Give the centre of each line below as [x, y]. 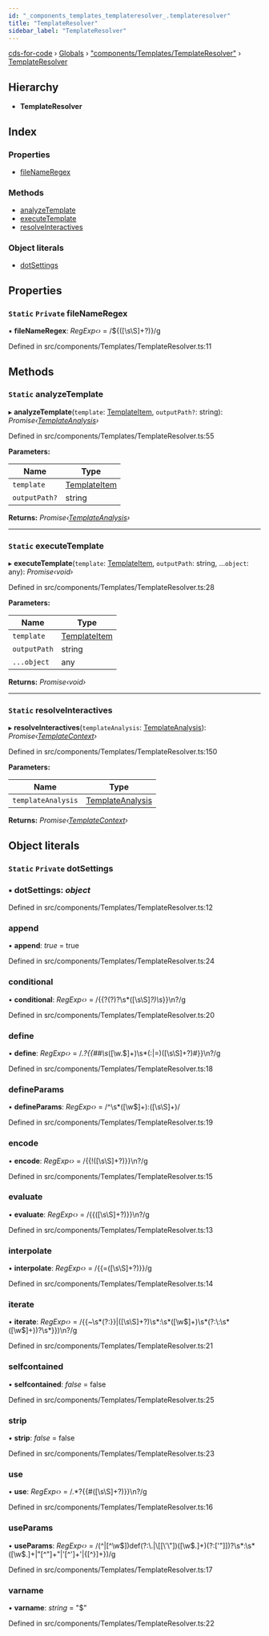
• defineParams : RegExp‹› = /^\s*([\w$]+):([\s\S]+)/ [94, 1107]
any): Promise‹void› [41, 572]
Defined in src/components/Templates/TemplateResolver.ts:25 [111, 1400]
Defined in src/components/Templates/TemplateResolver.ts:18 [111, 1068]
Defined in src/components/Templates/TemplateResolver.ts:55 [111, 436]
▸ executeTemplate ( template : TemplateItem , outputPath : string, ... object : [129, 564]
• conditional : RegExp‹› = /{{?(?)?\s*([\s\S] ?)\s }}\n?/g [97, 1000]
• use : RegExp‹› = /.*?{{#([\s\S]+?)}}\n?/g [78, 1492]
